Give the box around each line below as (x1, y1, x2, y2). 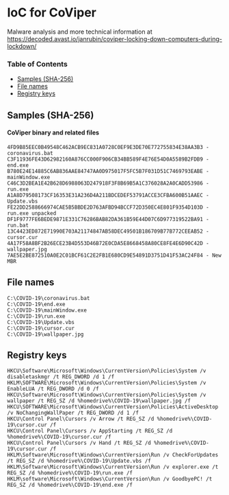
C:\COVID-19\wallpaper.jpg (7, 331, 84, 338)
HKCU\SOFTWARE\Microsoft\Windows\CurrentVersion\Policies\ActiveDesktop (7, 404, 219, 411)
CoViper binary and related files (7, 128, 100, 137)
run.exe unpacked (7, 209, 57, 217)
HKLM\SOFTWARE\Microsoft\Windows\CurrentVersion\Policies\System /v (7, 380, 206, 387)
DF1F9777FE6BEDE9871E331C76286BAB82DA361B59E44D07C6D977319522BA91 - (7, 216, 210, 222)
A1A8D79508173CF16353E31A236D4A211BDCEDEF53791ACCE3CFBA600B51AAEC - (7, 192, 210, 198)
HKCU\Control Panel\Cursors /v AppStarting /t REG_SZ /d (7, 428, 173, 435)
